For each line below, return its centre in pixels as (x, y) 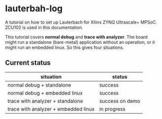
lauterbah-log (34, 9)
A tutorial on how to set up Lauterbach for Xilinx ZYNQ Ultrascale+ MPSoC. (81, 22)
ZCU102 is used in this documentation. (44, 27)
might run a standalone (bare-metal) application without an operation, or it (80, 42)
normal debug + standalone (39, 85)
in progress (112, 109)
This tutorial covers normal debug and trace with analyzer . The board (77, 37)
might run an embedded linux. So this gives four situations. (65, 47)
